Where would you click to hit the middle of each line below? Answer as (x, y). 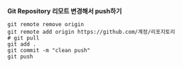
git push (20, 56)
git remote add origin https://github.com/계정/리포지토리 (91, 32)
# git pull (23, 38)
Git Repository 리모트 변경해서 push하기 (65, 11)
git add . (22, 44)
